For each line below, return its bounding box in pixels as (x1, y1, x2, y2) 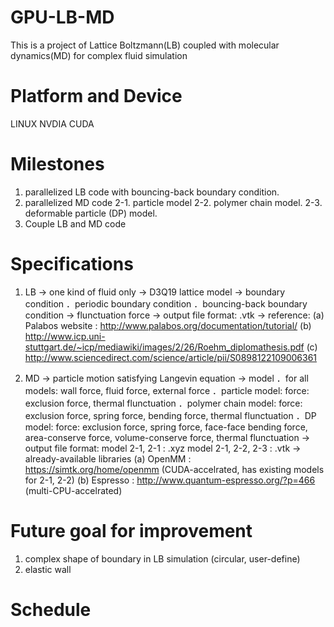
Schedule (10, 598, 92, 621)
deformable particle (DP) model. (24, 207, 158, 219)
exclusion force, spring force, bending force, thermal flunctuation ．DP (24, 409, 317, 421)
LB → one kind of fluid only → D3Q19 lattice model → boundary (24, 286, 286, 298)
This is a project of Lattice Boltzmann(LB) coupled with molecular (10, 39, 280, 51)
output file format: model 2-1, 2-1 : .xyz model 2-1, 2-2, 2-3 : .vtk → (24, 442, 302, 454)
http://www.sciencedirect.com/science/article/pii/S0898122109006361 (24, 351, 318, 363)
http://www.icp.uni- (24, 330, 106, 342)
